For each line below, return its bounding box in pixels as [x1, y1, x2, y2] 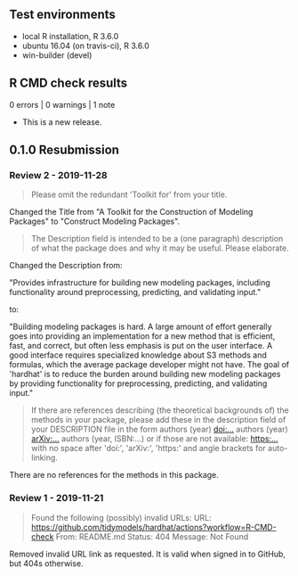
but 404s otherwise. [9, 557, 84, 569]
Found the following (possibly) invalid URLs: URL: [30, 512, 212, 523]
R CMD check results [9, 76, 128, 91]
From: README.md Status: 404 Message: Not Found [55, 531, 249, 542]
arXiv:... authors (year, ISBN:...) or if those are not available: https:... [30, 433, 278, 444]
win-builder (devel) [21, 49, 93, 61]
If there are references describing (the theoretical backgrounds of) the [30, 405, 289, 416]
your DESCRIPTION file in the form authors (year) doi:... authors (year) [30, 424, 289, 435]
